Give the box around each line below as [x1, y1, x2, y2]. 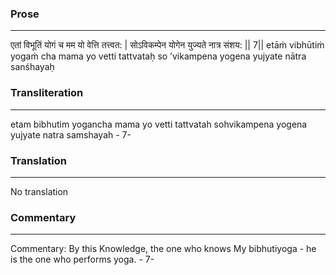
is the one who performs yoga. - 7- [10, 253, 155, 266]
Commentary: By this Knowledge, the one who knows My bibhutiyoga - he [10, 243, 317, 255]
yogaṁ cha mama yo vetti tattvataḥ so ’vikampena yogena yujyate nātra [10, 50, 307, 62]
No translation [10, 185, 69, 197]
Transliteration [10, 86, 84, 100]
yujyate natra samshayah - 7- [10, 128, 132, 141]
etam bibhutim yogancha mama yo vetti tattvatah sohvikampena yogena [10, 118, 308, 130]
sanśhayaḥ [10, 61, 55, 73]
